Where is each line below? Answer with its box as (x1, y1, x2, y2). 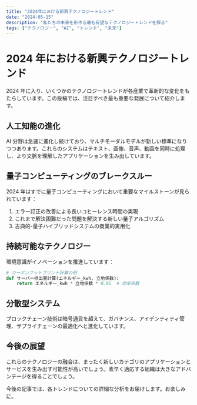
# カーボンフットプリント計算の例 (6, 270, 78, 276)
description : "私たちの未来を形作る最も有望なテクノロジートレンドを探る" (6, 19, 168, 25)
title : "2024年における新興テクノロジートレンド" (6, 8, 115, 15)
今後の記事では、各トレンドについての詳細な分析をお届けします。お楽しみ (6, 385, 186, 392)
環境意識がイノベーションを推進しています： (6, 258, 115, 265)
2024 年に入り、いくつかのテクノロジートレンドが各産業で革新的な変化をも (6, 88, 190, 95)
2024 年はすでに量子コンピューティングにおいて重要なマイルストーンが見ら (6, 188, 190, 195)
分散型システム (6, 298, 61, 309)
